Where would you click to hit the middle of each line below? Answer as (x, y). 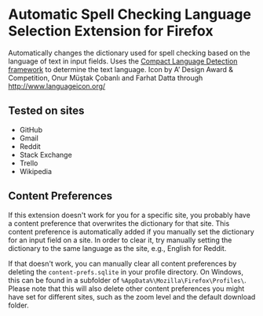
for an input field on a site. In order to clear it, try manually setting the (120, 240)
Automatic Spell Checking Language (130, 15)
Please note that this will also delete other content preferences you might (126, 289)
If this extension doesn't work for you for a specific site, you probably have (130, 215)
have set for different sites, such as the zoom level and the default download (132, 296)
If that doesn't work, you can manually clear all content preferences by (122, 263)
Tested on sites (46, 111)
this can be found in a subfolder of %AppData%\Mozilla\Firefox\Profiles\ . (127, 280)
